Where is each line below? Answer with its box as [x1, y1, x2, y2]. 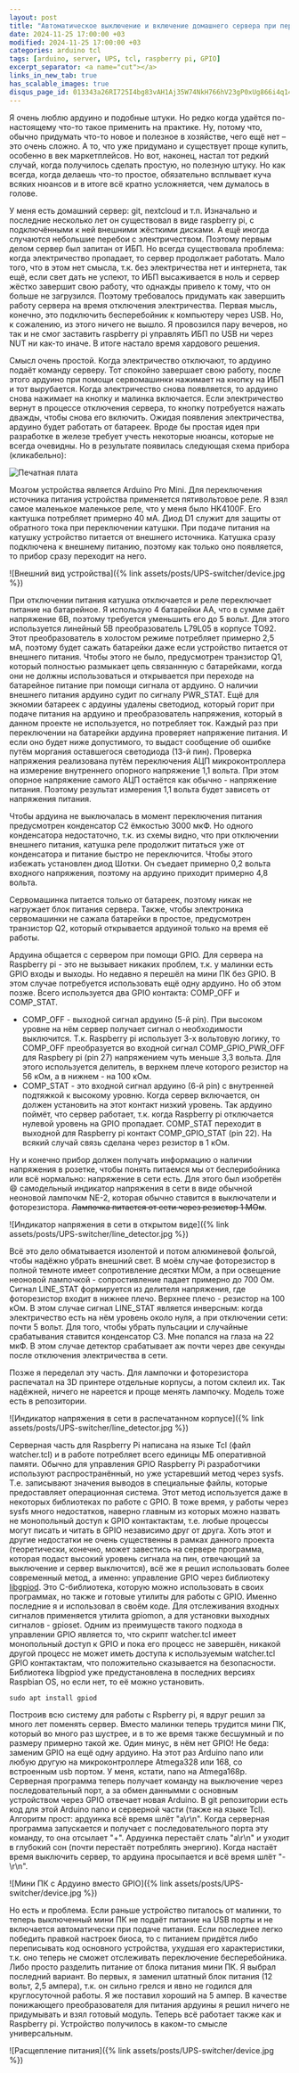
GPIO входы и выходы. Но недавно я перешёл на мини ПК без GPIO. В [9, 968, 276, 979]
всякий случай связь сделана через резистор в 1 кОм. [21, 1137, 230, 1148]
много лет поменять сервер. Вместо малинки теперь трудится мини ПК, [9, 1718, 287, 1729]
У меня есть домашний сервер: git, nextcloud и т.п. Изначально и [9, 205, 258, 216]
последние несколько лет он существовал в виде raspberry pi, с [9, 215, 255, 225]
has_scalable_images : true [9, 79, 109, 88]
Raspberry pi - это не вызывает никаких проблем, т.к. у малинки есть [9, 959, 274, 970]
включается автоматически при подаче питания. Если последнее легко [9, 1923, 283, 1934]
